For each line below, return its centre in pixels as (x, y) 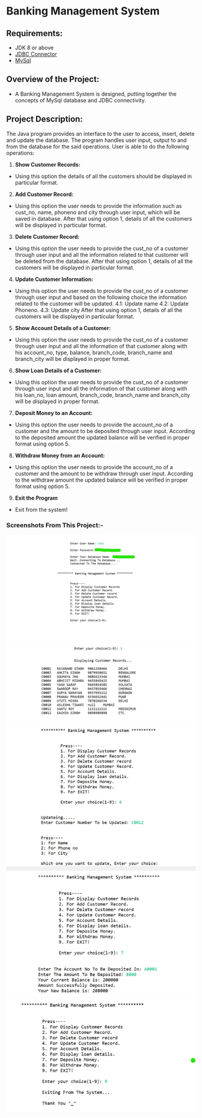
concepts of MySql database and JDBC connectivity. (80, 100)
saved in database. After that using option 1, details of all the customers (103, 218)
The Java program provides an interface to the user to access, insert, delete (100, 134)
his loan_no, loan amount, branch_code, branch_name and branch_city (103, 395)
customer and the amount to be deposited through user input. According (105, 431)
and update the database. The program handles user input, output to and (96, 140)
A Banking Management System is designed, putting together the (96, 94)
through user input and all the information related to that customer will (101, 254)
